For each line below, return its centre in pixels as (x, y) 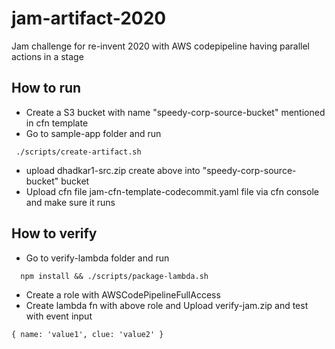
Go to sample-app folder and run (93, 133)
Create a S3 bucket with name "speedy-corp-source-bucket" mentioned (175, 112)
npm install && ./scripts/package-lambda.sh (114, 276)
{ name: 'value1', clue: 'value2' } (87, 334)
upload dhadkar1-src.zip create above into (113, 170)
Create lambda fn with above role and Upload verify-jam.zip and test (167, 305)
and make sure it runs (70, 202)
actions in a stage (47, 56)
